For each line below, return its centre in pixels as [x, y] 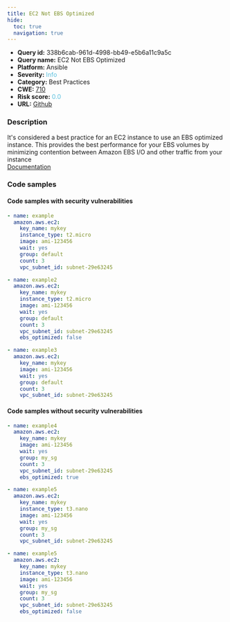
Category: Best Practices [53, 82]
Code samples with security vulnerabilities [70, 201]
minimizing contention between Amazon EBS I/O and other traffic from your [115, 152]
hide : [15, 20]
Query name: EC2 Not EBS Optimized [71, 60]
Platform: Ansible [42, 67]
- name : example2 [32, 280]
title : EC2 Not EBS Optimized [51, 14]
